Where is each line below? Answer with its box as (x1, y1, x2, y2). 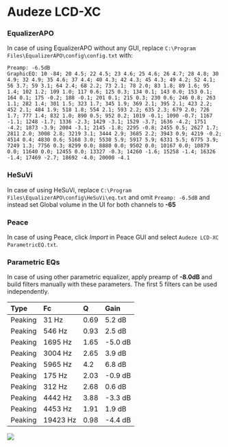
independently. (7, 288, 49, 296)
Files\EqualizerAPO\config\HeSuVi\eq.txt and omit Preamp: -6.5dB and (7, 193, 210, 201)
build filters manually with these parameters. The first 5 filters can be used (7, 280, 218, 288)
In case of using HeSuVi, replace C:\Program (7, 186, 132, 194)
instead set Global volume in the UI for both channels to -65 (7, 200, 176, 209)
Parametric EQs (7, 257, 60, 267)
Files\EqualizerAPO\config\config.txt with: (7, 51, 134, 60)
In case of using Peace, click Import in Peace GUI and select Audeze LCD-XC (7, 233, 219, 242)
